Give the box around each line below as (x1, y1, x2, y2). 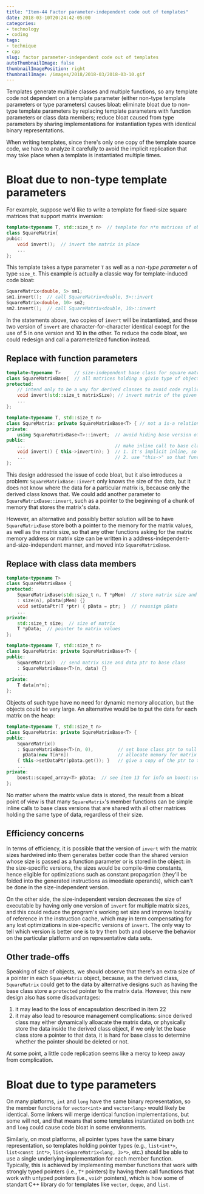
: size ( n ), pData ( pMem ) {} (17, 598, 86, 604)
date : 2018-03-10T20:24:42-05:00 (6, 15, 91, 21)
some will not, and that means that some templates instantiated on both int (6, 1117, 195, 1125)
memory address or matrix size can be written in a (6, 535, 132, 542)
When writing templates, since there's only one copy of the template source (6, 138, 196, 146)
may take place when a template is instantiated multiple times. (6, 152, 162, 159)
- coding (6, 32, 29, 38)
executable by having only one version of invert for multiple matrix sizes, (6, 901, 190, 909)
